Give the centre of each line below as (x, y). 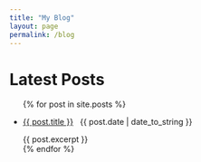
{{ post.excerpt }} (55, 139)
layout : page (34, 26)
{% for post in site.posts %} (74, 104)
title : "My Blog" (42, 18)
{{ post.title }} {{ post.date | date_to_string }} (107, 122)
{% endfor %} (48, 149)
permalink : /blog (42, 34)
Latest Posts (57, 79)
